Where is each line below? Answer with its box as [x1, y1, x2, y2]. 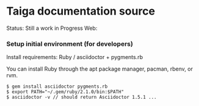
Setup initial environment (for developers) [6, 40, 133, 48]
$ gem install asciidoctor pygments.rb [6, 83, 108, 90]
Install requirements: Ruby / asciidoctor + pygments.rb [6, 54, 143, 61]
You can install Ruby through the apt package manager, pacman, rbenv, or [6, 65, 194, 72]
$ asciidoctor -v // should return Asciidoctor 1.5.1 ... [6, 94, 157, 101]
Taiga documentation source [6, 4, 156, 18]
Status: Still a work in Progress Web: [6, 24, 98, 32]
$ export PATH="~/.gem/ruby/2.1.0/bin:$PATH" [6, 89, 124, 95]
